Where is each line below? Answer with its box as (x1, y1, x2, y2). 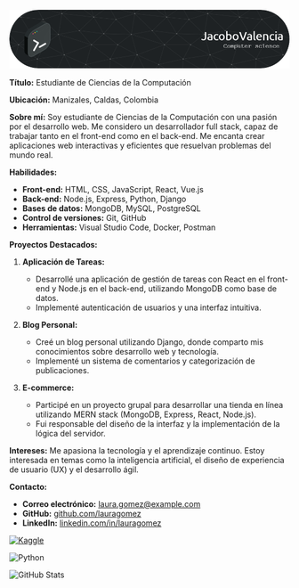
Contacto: (9, 481, 47, 492)
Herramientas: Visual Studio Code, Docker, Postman (21, 222, 216, 233)
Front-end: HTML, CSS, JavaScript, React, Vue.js (21, 184, 205, 194)
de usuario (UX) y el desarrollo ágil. (9, 464, 140, 475)
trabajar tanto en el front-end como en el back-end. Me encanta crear (9, 130, 265, 141)
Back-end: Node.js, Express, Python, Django (21, 193, 187, 204)
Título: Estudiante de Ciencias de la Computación (9, 77, 191, 87)
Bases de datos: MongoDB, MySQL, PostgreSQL (21, 202, 202, 214)
